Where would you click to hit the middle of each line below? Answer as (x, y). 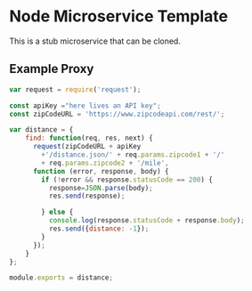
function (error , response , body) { (101, 171)
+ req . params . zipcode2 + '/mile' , (105, 163)
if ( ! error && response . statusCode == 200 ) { (127, 180)
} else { (57, 212)
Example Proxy (52, 69)
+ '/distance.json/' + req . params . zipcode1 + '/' (133, 155)
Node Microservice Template (119, 16)
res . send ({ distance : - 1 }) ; (99, 229)
